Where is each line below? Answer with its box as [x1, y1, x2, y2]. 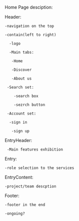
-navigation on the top [4, 23, 54, 28]
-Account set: [6, 111, 36, 116]
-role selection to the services [4, 165, 74, 170]
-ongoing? [4, 211, 25, 216]
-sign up [11, 128, 29, 133]
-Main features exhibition [6, 147, 63, 152]
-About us [11, 76, 32, 81]
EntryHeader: [4, 137, 32, 143]
